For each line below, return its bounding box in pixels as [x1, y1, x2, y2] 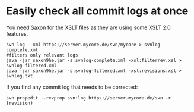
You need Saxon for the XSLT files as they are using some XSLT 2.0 [6, 24, 171, 31]
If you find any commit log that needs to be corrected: [6, 83, 138, 91]
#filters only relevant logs [6, 52, 78, 58]
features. [6, 30, 28, 37]
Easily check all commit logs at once [6, 4, 189, 18]
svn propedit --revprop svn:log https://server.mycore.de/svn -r [6, 95, 171, 101]
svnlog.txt [6, 73, 33, 79]
